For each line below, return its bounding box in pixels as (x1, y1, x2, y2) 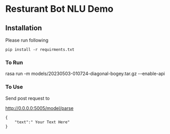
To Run (5, 59, 23, 66)
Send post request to (5, 95, 50, 101)
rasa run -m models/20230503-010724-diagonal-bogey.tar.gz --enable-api (5, 70, 165, 77)
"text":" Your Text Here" (14, 119, 70, 125)
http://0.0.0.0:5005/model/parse (5, 105, 74, 111)
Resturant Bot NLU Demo (5, 3, 114, 15)
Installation (5, 24, 42, 32)
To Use (5, 83, 23, 90)
